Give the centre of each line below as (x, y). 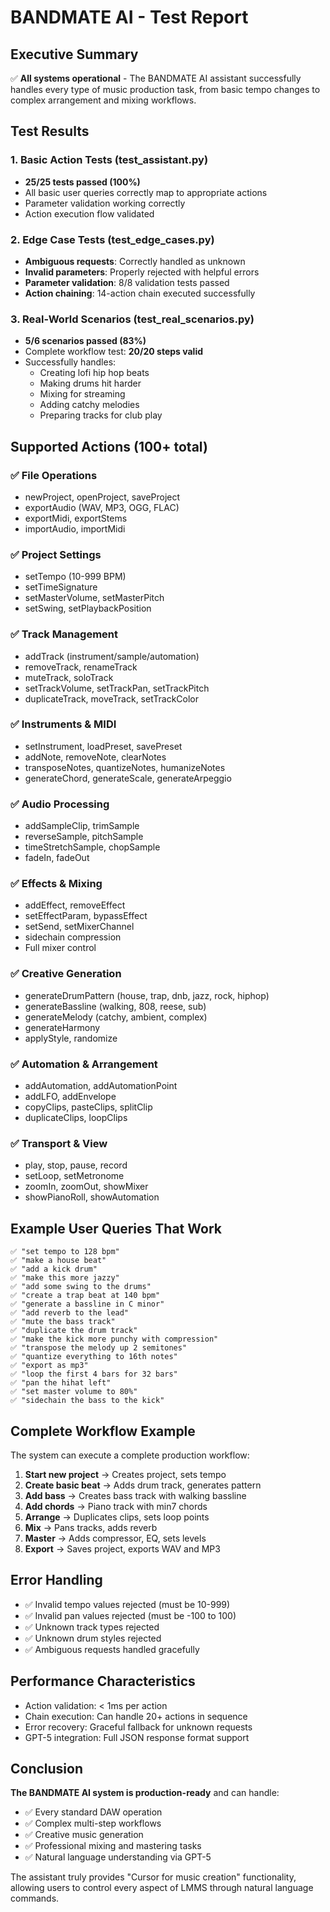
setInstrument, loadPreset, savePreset (103, 746)
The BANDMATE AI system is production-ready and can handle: (145, 1793)
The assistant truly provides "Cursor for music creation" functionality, (153, 1877)
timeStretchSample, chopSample (92, 847)
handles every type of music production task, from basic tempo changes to (165, 89)
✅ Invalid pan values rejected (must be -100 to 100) (130, 1615)
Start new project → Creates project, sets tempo (125, 1474)
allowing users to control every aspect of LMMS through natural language (162, 1888)
